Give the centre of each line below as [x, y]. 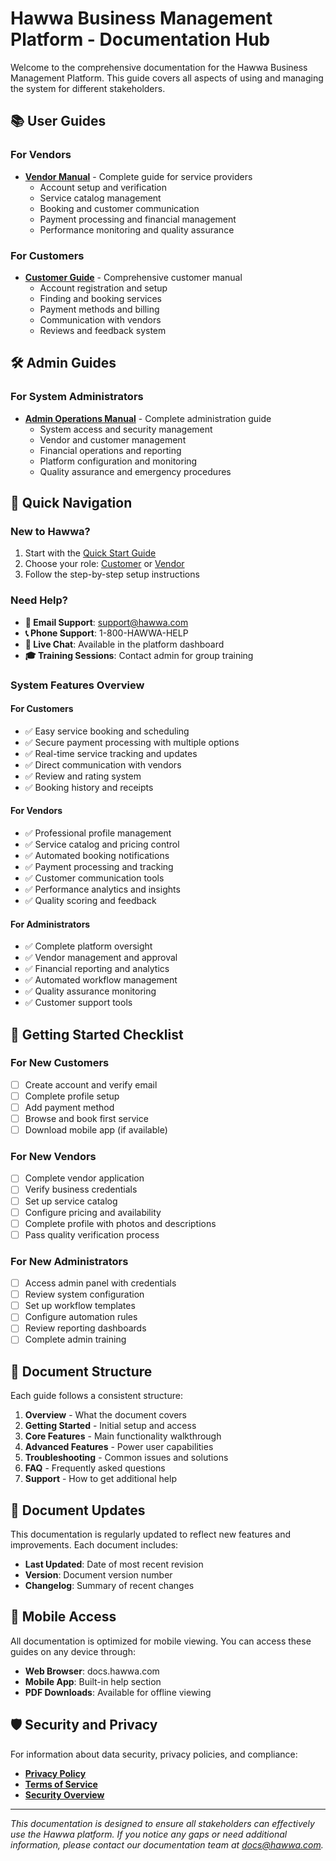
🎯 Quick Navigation [71, 503]
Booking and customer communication [119, 208]
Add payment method [69, 1107]
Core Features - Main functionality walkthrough [123, 1436]
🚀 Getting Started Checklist [97, 1034]
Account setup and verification [103, 187]
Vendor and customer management [113, 439]
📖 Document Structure [81, 1371]
